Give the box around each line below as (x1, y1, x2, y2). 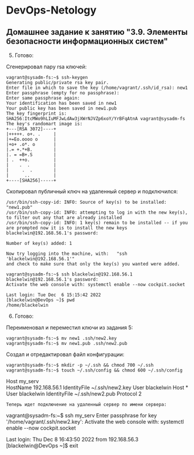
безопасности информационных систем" (6, 36, 169, 46)
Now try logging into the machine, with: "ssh (6, 251, 128, 257)
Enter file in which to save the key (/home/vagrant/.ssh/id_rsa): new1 (6, 85, 188, 91)
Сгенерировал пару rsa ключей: (6, 63, 87, 70)
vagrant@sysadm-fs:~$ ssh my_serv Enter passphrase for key (6, 412, 157, 419)
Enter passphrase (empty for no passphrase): (6, 90, 119, 96)
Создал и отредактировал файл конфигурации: (6, 351, 125, 358)
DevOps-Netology (6, 4, 97, 17)
